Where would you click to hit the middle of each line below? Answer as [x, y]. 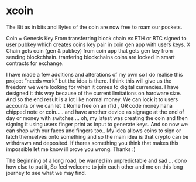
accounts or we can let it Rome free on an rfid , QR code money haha [89, 105]
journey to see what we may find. [46, 173]
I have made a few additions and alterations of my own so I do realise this [94, 74]
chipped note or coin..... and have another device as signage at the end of [95, 112]
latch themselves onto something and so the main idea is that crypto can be [97, 136]
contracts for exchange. [35, 63]
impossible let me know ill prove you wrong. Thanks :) [71, 149]
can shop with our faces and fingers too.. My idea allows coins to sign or [94, 131]
